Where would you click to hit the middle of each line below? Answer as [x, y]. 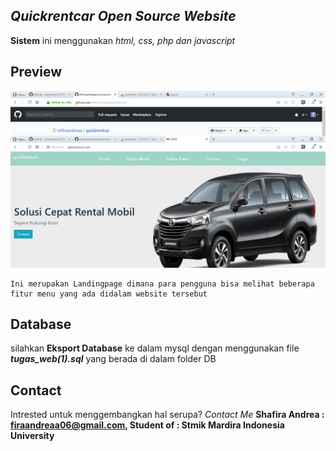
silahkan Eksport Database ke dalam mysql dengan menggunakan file [155, 348]
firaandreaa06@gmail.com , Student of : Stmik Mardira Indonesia [147, 425]
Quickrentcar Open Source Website [123, 16]
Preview [36, 72]
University [32, 436]
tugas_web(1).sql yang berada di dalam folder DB [113, 359]
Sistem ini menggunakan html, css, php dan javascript [123, 40]
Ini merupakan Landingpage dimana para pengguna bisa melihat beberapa [162, 284]
